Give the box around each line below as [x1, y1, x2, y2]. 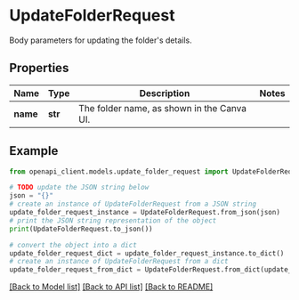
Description [139, 86, 190, 99]
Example [9, 143, 59, 158]
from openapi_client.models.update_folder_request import [9, 166, 229, 176]
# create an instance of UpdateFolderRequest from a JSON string [9, 199, 256, 209]
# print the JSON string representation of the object [9, 215, 217, 225]
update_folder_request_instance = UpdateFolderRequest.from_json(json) [9, 208, 280, 217]
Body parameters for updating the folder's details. [9, 35, 193, 45]
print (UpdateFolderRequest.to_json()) [9, 224, 153, 233]
